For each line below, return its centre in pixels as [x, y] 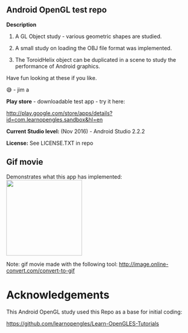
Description [21, 24]
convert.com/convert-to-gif [41, 270]
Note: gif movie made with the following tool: [62, 264]
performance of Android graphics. [57, 66]
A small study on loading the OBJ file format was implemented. [93, 48]
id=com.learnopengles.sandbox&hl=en [54, 119]
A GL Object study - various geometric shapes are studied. [88, 36]
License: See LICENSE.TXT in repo [50, 143]
